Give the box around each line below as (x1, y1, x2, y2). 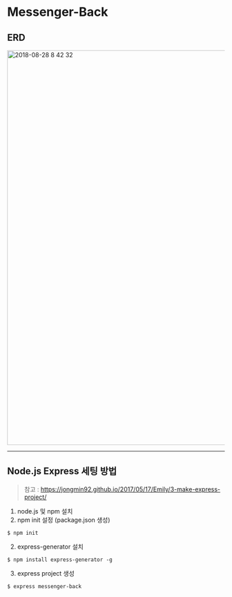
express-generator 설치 (17, 542, 84, 551)
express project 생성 (17, 569, 75, 577)
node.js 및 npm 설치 (17, 507, 73, 515)
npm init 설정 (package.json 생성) (17, 516, 110, 524)
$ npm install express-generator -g (7, 556, 113, 563)
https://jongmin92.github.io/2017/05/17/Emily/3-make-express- (40, 485, 221, 493)
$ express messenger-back (7, 583, 81, 590)
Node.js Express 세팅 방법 (7, 465, 117, 477)
